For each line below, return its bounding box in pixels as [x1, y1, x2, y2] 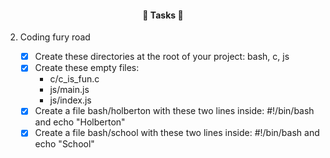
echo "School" [34, 138, 95, 150]
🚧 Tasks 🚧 [142, 9, 184, 21]
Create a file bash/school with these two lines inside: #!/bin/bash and [34, 127, 320, 139]
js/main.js [49, 84, 90, 96]
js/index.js [49, 94, 92, 106]
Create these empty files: [34, 62, 140, 74]
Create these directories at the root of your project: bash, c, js [34, 51, 290, 63]
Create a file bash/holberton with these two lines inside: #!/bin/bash [34, 105, 315, 117]
